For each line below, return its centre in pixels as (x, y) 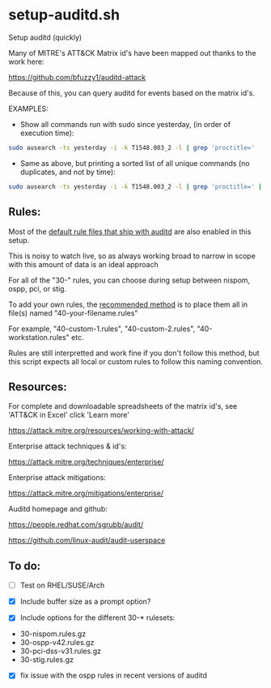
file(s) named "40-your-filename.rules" (73, 312)
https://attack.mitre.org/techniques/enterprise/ (86, 462)
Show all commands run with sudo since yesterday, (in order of (125, 124)
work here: (26, 62)
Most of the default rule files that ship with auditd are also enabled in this (130, 231)
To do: (25, 565)
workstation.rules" (39, 337)
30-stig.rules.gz (47, 660)
